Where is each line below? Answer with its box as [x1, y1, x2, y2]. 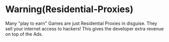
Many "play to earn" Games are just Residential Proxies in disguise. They [5, 20, 157, 26]
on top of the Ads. [5, 31, 43, 37]
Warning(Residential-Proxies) [5, 4, 133, 15]
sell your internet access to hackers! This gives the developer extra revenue [5, 25, 164, 31]
